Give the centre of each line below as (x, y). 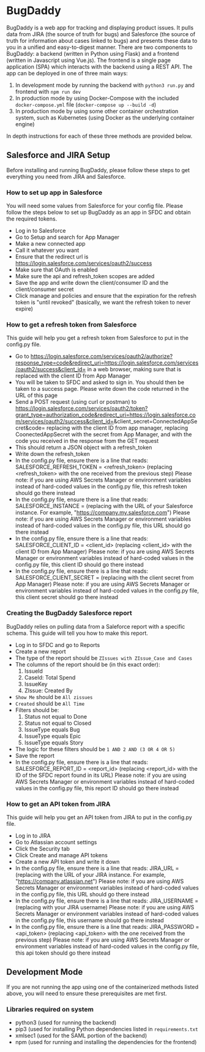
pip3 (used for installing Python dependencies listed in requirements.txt (106, 1029)
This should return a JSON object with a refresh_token (84, 447)
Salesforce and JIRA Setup (58, 155)
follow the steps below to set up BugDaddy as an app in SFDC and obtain (99, 213)
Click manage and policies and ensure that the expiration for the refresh (106, 296)
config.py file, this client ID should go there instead (79, 565)
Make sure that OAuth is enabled (56, 270)
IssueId (33, 671)
